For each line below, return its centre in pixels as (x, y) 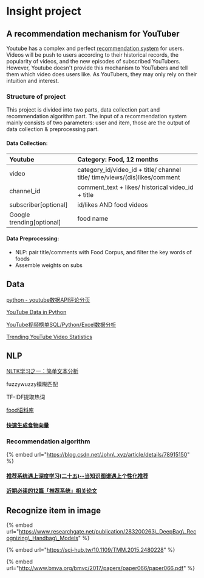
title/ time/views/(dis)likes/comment (129, 177)
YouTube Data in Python (36, 312)
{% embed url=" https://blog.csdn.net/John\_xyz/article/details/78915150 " (98, 455)
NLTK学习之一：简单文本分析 (42, 371)
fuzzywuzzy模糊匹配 (32, 384)
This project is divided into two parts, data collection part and (83, 110)
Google (20, 215)
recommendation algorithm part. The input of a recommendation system (97, 116)
